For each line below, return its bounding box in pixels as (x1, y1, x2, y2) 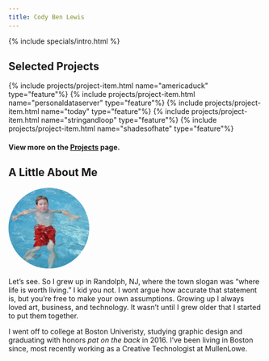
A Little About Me (8, 166, 99, 179)
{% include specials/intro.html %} (8, 36, 120, 46)
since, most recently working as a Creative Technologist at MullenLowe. (8, 343, 248, 353)
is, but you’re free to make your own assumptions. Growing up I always (8, 293, 245, 303)
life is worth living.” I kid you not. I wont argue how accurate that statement (8, 285, 257, 295)
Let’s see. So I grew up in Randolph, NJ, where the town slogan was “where (8, 276, 260, 286)
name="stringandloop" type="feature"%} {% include (40, 115, 217, 125)
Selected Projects (8, 60, 99, 73)
